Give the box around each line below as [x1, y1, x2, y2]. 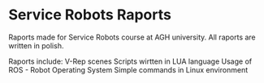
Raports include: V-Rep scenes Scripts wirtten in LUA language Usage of [8, 56, 253, 66]
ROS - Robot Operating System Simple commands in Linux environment [8, 64, 249, 74]
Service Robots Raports [8, 6, 172, 24]
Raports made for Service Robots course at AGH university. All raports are [8, 32, 256, 42]
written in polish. [8, 40, 64, 50]
